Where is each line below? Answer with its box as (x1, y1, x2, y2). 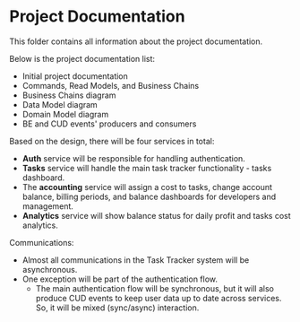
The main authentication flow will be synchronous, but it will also (35, 283, 275, 293)
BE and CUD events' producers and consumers (21, 118, 197, 129)
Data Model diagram (21, 99, 99, 109)
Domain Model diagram (21, 109, 109, 119)
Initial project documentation (21, 70, 128, 82)
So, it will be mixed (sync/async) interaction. (35, 302, 200, 313)
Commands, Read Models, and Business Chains (21, 80, 200, 91)
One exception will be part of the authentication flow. (21, 274, 218, 284)
